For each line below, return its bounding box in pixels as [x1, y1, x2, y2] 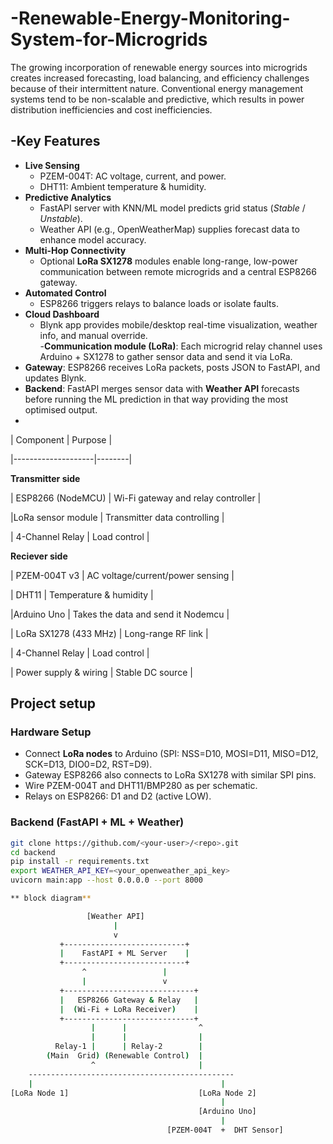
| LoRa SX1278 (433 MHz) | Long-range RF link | [10, 627, 209, 639]
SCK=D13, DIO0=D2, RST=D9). [24, 758, 153, 771]
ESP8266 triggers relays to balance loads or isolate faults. [39, 297, 279, 309]
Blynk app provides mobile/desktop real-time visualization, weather [39, 318, 318, 331]
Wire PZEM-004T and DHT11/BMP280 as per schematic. [24, 780, 258, 792]
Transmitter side [10, 472, 81, 484]
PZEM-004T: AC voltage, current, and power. [39, 170, 227, 182]
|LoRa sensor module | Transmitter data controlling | [10, 511, 225, 523]
